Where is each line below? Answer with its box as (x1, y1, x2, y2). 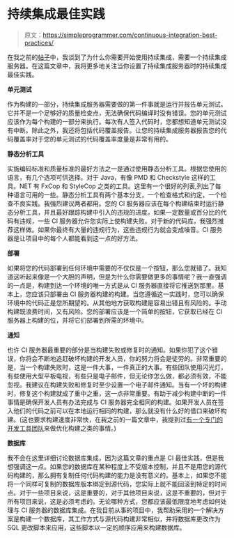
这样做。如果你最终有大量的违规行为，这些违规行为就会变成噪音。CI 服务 (13, 225, 223, 233)
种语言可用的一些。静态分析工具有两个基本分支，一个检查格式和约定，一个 (7, 190, 221, 199)
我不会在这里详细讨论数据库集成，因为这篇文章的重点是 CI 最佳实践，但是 (7, 454, 218, 462)
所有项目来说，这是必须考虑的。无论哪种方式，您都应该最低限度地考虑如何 (7, 497, 221, 505)
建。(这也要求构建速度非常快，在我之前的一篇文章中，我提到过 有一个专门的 (7, 415, 224, 424)
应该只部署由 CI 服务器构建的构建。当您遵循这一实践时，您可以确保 (31, 290, 224, 298)
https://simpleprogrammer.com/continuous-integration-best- (42, 31, 218, 39)
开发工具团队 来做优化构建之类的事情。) (7, 424, 117, 432)
